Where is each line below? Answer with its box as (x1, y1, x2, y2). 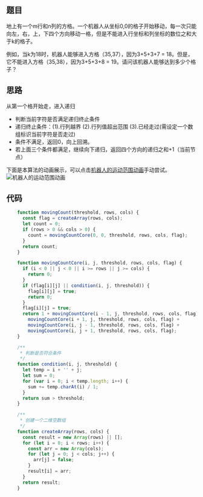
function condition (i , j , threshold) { (17, 361, 118, 368)
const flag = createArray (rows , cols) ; (22, 215, 123, 221)
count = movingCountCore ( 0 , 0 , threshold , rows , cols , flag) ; (28, 232, 188, 238)
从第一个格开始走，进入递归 (6, 102, 76, 110)
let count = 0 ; (22, 221, 61, 227)
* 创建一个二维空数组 (19, 418, 66, 424)
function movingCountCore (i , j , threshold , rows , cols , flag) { (17, 260, 182, 266)
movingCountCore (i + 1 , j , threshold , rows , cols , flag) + (28, 317, 180, 323)
